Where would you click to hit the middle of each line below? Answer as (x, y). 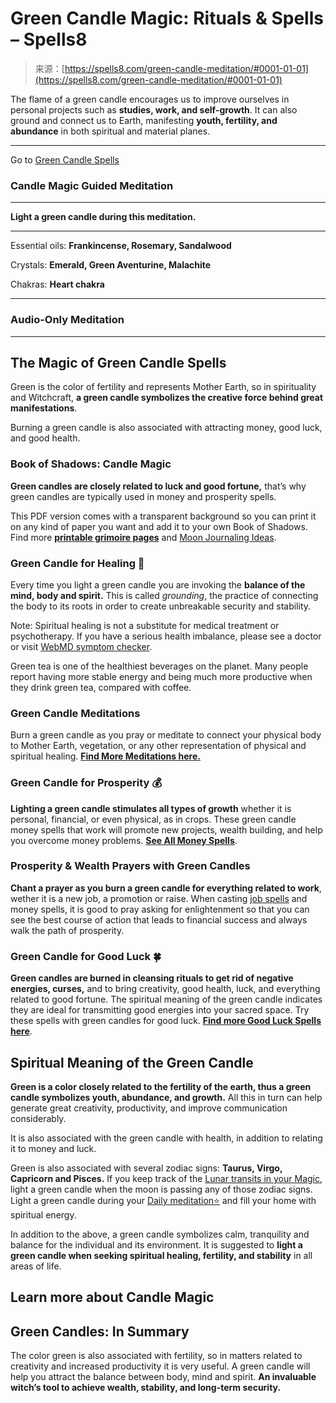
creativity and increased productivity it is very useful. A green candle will (160, 1366)
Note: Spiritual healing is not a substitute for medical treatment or (145, 625)
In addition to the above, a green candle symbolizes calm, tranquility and (160, 1234)
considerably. (38, 1118)
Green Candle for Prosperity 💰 (86, 783)
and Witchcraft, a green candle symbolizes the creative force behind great (167, 398)
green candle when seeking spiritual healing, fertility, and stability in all (161, 1255)
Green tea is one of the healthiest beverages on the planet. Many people (159, 666)
